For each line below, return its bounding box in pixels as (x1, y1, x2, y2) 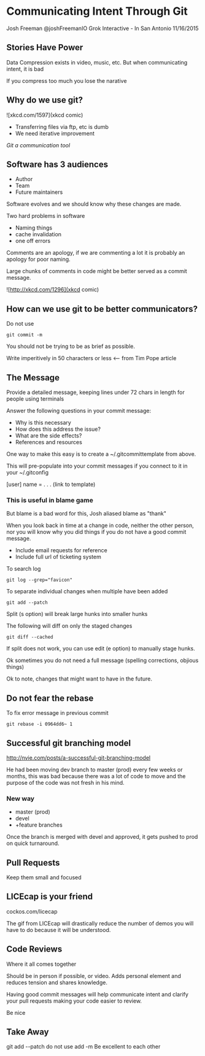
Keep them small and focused (6, 874, 82, 881)
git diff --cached (6, 634, 53, 641)
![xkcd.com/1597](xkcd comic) (6, 111, 83, 118)
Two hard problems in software (6, 212, 85, 220)
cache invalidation (15, 231, 62, 238)
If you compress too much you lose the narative (6, 77, 127, 84)
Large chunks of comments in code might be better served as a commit (6, 268, 187, 275)
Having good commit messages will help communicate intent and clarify (6, 990, 189, 998)
